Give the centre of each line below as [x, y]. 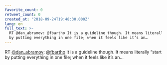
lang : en [14, 24]
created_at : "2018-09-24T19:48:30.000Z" [47, 19]
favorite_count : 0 [24, 10]
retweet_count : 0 [23, 14]
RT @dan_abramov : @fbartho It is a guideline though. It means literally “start [83, 52]
